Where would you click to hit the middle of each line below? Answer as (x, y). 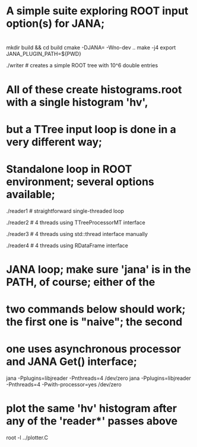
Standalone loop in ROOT (69, 169)
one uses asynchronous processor (94, 349)
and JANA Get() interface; (72, 362)
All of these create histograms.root (94, 89)
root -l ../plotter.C (27, 437)
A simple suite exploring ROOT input (97, 11)
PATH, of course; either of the (81, 282)
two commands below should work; (96, 309)
